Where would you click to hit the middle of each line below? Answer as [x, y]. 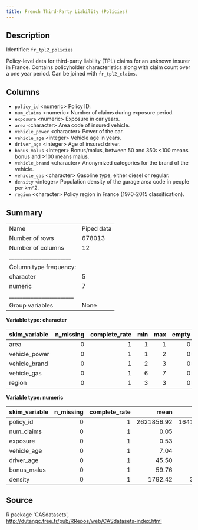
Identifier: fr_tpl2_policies [40, 50]
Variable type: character [37, 320]
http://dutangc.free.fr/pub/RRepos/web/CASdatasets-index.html [84, 521]
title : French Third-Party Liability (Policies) [67, 12]
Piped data [97, 229]
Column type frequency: [43, 267]
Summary [24, 213]
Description [28, 36]
